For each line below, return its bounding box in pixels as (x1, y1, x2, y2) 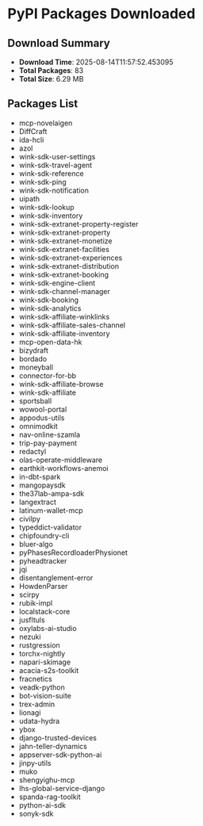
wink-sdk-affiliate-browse (18, 379, 104, 388)
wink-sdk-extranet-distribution (18, 261, 120, 270)
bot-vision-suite (18, 690, 72, 700)
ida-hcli (18, 135, 44, 144)
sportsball (18, 396, 52, 405)
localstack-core (18, 606, 71, 616)
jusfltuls (18, 615, 45, 625)
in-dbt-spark (18, 472, 61, 481)
